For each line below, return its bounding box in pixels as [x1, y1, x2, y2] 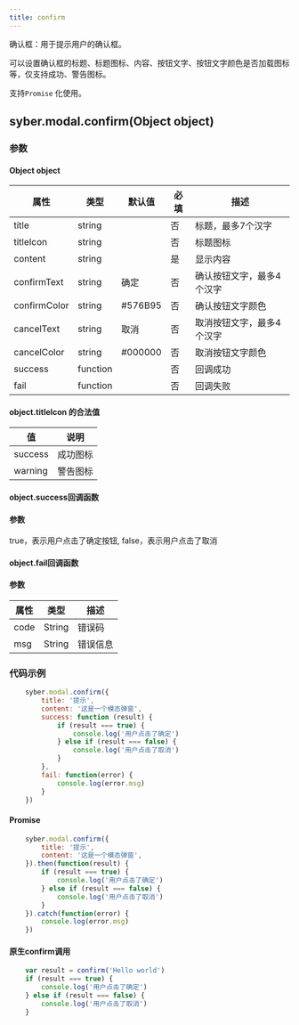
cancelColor [13, 346, 65, 359]
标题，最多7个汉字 [194, 220, 273, 232]
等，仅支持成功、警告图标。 [9, 69, 111, 79]
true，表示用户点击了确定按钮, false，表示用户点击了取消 [9, 535, 218, 546]
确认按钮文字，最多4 [194, 270, 282, 282]
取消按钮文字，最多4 [194, 317, 282, 329]
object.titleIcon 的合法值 [9, 406, 101, 417]
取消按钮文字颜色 [194, 346, 267, 359]
